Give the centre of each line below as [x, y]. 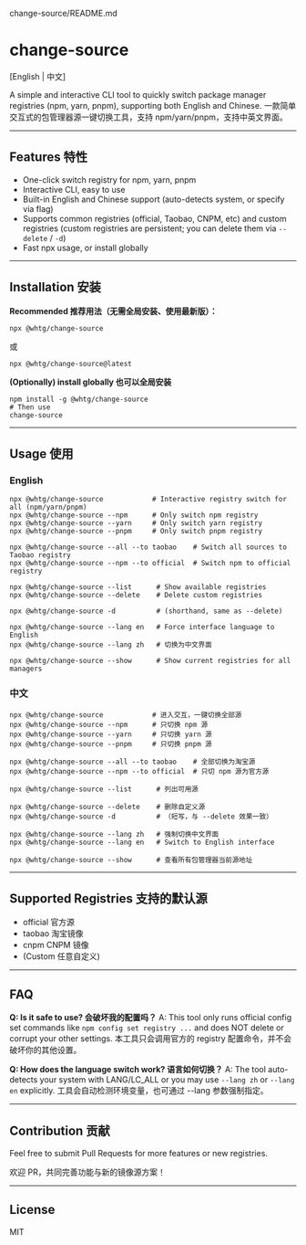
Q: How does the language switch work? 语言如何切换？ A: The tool [138, 1070]
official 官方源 [48, 923]
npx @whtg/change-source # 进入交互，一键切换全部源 [126, 715]
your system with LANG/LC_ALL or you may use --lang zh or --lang [167, 1080]
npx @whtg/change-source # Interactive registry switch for [148, 500]
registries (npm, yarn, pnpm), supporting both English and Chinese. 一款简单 [153, 105]
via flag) [38, 208]
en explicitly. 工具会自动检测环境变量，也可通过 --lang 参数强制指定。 [139, 1091]
